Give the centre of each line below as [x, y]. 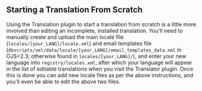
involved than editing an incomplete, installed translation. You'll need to [95, 31]
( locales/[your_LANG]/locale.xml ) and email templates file [79, 43]
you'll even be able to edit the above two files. [63, 81]
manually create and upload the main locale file [65, 37]
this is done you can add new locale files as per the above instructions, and [100, 75]
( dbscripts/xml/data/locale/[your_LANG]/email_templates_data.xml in [94, 50]
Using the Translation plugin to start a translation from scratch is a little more [101, 24]
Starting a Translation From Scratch [74, 10]
